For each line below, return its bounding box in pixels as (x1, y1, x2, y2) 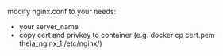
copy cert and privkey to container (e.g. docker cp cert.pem (18, 31, 215, 39)
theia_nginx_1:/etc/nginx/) (18, 39, 102, 48)
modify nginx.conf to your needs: (7, 7, 117, 16)
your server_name (18, 22, 79, 31)
